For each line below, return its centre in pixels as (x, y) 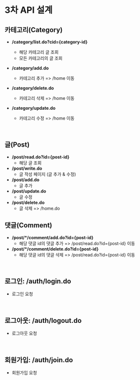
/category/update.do (34, 108)
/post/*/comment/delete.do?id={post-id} (55, 249)
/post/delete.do (28, 202)
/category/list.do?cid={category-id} (50, 42)
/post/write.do (27, 168)
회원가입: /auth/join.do (39, 360)
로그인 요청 (22, 294)
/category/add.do (30, 68)
